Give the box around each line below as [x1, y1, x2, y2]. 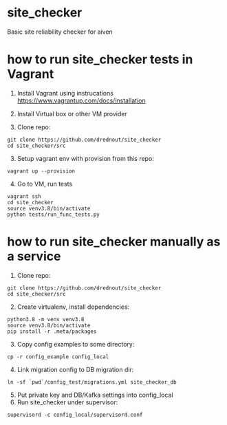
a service [7, 249, 61, 264]
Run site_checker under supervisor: [17, 397, 118, 406]
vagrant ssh [7, 193, 41, 200]
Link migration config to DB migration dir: [17, 365, 134, 373]
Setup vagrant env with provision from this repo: [17, 154, 155, 162]
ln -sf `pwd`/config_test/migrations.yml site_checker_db [7, 378, 177, 386]
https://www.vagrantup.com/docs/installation [17, 96, 146, 105]
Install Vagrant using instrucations [17, 89, 113, 97]
